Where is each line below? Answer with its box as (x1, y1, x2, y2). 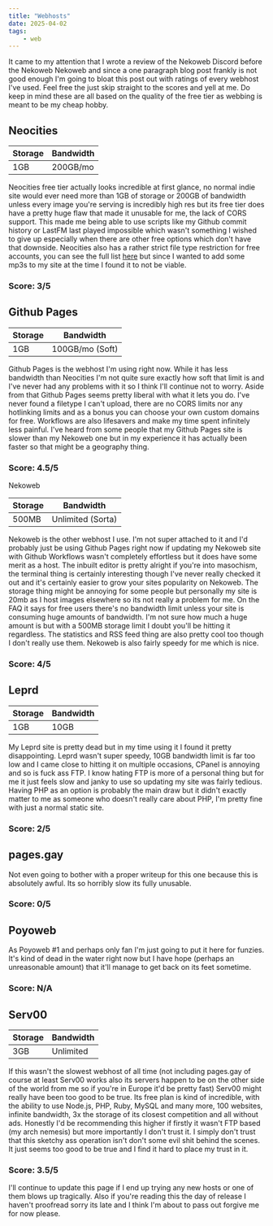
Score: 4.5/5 (8, 462, 59, 473)
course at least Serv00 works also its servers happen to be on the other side (8, 1075, 265, 1085)
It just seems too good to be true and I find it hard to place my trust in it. (8, 1144, 249, 1154)
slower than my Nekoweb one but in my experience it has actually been (8, 433, 248, 443)
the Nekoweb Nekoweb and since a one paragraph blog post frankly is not (8, 66, 258, 76)
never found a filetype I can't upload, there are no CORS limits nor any (8, 398, 244, 408)
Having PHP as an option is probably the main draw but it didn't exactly (8, 785, 247, 795)
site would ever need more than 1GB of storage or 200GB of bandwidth (8, 191, 246, 201)
